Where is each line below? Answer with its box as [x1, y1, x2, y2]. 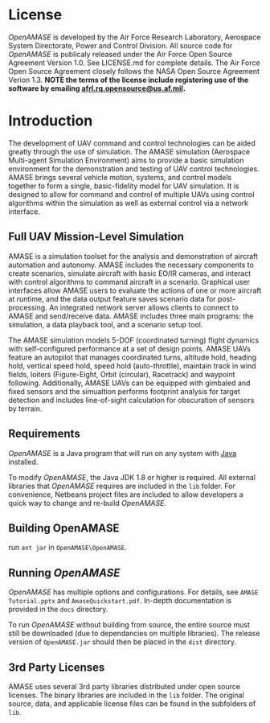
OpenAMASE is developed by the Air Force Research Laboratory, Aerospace [8, 32, 261, 42]
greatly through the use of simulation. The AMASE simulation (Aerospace [8, 146, 251, 156]
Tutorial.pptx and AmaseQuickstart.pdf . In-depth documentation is [8, 596, 232, 606]
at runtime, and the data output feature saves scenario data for [8, 294, 216, 303]
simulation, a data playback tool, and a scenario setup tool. [8, 319, 203, 329]
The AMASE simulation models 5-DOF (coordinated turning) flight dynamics [8, 335, 260, 345]
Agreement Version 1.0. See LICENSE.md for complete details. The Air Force [8, 58, 260, 68]
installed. [8, 457, 39, 466]
